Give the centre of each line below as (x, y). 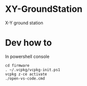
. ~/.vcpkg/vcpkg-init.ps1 (33, 70)
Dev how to (29, 43)
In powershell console (27, 56)
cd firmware (17, 65)
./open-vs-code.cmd (25, 78)
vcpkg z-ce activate (26, 74)
